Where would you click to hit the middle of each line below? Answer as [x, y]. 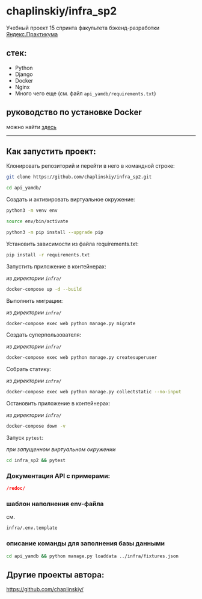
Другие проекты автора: [55, 575]
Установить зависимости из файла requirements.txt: [72, 244]
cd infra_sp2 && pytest [36, 460]
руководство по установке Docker [74, 113]
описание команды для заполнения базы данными [86, 544]
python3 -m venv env [32, 211]
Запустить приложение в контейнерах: [56, 266]
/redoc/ [16, 489]
